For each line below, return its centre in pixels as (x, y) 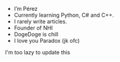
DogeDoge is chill (36, 34)
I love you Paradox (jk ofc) (47, 41)
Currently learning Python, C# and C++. (64, 15)
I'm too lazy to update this (38, 52)
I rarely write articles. (41, 21)
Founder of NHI (33, 28)
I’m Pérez (26, 9)
